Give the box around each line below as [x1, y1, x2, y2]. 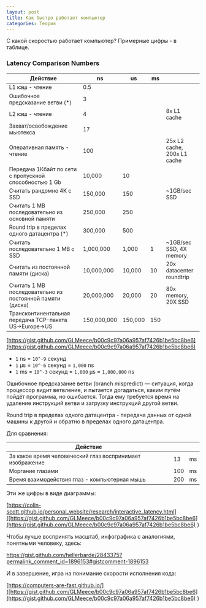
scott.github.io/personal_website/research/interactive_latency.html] [6, 507, 177, 515]
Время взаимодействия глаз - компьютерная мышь [9, 476, 146, 483]
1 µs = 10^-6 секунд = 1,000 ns [15, 361, 94, 369]
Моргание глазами [9, 467, 58, 474]
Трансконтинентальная [9, 310, 71, 317]
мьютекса [9, 129, 36, 136]
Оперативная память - [9, 144, 69, 151]
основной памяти [9, 215, 55, 223]
